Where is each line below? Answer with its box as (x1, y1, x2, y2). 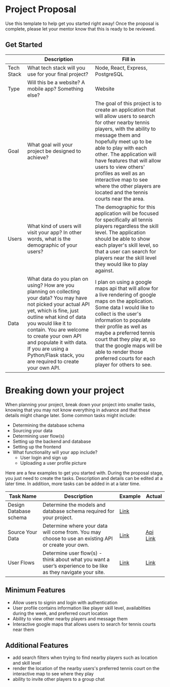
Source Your (8, 528, 37, 535)
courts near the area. (95, 195, 145, 202)
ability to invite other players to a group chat (12, 676, 105, 682)
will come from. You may (42, 528, 101, 535)
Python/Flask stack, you (27, 351, 84, 359)
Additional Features (5, 641, 69, 649)
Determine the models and (42, 501, 106, 508)
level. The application (95, 229, 146, 236)
